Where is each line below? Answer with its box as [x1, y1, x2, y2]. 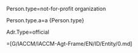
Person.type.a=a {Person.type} [6, 17, 85, 23]
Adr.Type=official [6, 28, 50, 36]
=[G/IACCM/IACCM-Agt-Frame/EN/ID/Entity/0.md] [6, 40, 133, 47]
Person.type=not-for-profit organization [6, 5, 106, 12]
